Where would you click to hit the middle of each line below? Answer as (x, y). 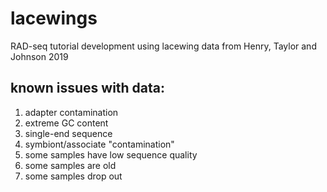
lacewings (54, 18)
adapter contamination (71, 112)
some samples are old (70, 165)
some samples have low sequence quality (111, 154)
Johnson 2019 (39, 56)
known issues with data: (88, 88)
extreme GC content (66, 123)
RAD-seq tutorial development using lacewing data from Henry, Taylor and (163, 46)
